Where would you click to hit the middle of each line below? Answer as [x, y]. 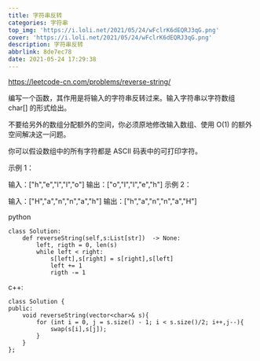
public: [21, 308]
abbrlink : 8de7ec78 [40, 52]
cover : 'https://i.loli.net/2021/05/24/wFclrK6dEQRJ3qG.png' [110, 37]
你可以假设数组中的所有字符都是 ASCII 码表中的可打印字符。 [105, 151]
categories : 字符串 [38, 23]
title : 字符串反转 [35, 15]
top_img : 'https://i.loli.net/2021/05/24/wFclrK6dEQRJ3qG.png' [114, 30]
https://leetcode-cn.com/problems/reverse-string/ [90, 81]
